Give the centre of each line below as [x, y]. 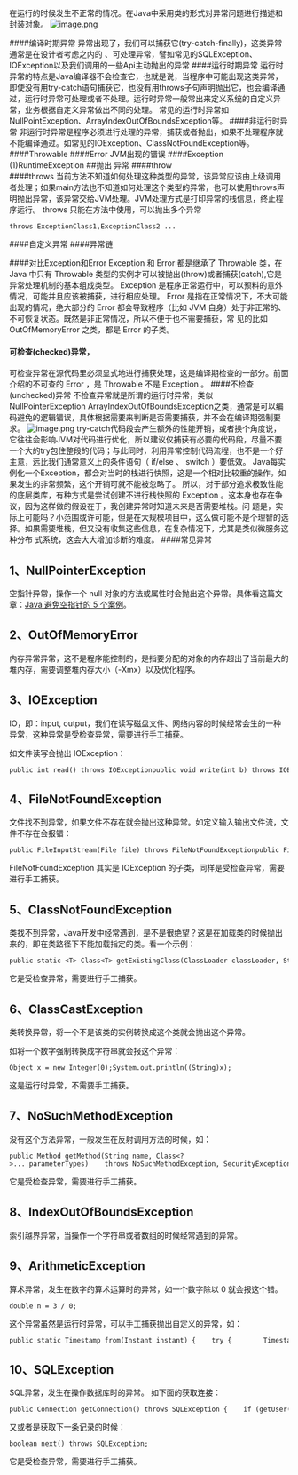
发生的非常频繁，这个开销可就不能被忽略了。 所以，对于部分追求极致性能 [150, 484]
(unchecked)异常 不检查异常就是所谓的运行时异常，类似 [111, 395]
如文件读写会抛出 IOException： [67, 753]
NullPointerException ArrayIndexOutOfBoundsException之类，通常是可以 [143, 406]
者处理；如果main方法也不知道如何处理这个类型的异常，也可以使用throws [143, 187]
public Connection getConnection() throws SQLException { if [130, 1410]
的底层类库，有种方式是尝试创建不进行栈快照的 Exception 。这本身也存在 [142, 495]
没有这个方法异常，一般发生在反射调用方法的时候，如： [110, 1139]
